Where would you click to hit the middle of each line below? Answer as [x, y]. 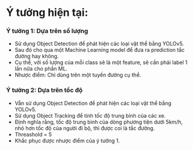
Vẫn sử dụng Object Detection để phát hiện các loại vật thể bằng [93, 103]
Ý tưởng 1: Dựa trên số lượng [47, 31]
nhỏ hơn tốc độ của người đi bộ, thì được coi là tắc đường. [84, 128]
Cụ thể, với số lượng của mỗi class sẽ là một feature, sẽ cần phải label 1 [101, 62]
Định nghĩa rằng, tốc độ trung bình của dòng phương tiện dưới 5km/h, [99, 122]
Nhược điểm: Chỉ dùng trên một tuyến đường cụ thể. [78, 75]
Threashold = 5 [33, 134]
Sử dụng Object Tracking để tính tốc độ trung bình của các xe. [90, 115]
